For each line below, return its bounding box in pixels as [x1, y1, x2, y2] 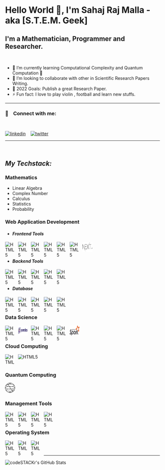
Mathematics [5, 174, 38, 181]
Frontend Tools [12, 231, 44, 236]
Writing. [12, 81, 28, 86]
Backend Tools [12, 258, 44, 264]
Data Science [5, 314, 38, 321]
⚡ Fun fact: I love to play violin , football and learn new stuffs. [12, 91, 136, 97]
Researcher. [5, 42, 43, 51]
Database [12, 285, 33, 291]
